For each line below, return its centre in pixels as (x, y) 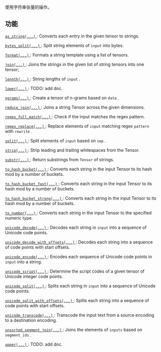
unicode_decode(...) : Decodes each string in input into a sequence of (76, 227)
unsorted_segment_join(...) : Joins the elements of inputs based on (74, 330)
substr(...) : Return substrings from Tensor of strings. (60, 159)
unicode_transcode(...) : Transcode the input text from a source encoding (80, 315)
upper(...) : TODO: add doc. (34, 344)
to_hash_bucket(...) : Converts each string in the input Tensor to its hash (79, 169)
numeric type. (19, 218)
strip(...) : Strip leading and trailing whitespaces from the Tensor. (72, 150)
